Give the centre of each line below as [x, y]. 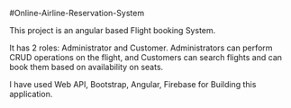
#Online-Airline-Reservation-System [77, 13]
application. [31, 94]
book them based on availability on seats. [86, 67]
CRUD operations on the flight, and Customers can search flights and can [145, 57]
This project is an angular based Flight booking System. [113, 30]
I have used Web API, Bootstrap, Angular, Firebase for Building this [133, 84]
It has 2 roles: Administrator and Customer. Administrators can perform [141, 48]
